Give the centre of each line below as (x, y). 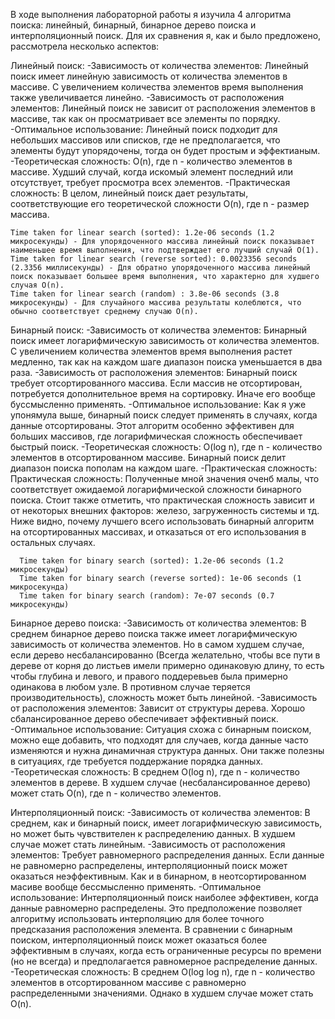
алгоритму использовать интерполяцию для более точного (137, 918)
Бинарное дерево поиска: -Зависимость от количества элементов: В (158, 623)
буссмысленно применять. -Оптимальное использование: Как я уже (158, 404)
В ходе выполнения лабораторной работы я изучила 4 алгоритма (151, 14)
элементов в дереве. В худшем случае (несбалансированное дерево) (161, 782)
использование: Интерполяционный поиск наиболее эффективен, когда (164, 897)
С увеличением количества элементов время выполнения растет (151, 351)
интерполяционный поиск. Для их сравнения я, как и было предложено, (166, 35)
